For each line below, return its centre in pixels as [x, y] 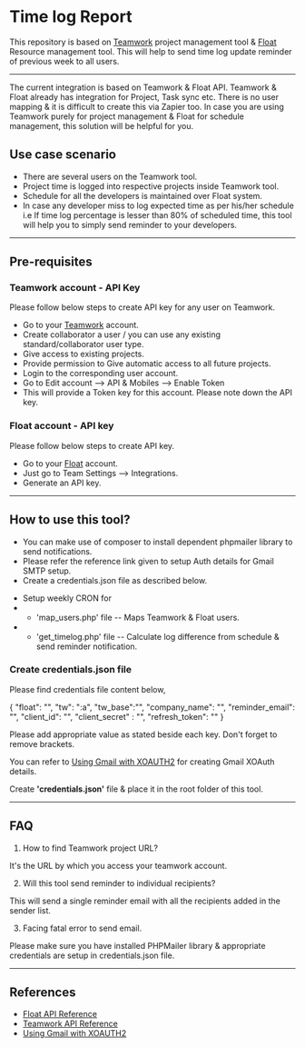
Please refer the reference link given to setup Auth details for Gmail [148, 561]
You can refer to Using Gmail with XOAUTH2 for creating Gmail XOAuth [142, 762]
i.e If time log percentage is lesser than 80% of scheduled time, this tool [157, 215]
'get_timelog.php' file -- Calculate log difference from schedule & [157, 636]
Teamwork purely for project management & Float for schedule [127, 116]
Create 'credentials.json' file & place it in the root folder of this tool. [136, 789]
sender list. [30, 910]
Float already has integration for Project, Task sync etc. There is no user [144, 96]
